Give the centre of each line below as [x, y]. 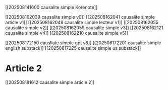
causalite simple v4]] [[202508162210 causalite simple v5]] [67, 33]
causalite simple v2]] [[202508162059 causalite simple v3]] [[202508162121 [84, 28]
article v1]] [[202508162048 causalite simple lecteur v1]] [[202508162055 [82, 22]
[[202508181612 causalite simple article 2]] [50, 82]
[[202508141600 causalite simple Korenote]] [51, 7]
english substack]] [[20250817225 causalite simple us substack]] [73, 48]
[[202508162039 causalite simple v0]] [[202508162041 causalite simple [80, 17]
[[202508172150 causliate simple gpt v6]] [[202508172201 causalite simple [83, 43]
